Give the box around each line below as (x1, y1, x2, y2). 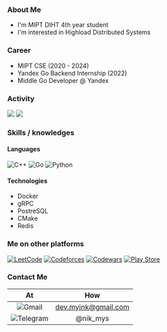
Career (7, 45, 31, 55)
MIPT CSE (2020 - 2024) (17, 61, 89, 70)
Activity (7, 93, 35, 103)
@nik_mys (75, 313, 109, 323)
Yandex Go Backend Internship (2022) (17, 68, 127, 77)
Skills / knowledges (7, 128, 74, 137)
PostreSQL (17, 207, 49, 216)
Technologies (7, 176, 48, 185)
